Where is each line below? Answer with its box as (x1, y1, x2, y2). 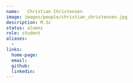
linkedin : (11, 68, 35, 74)
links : (6, 47, 22, 53)
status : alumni (6, 25, 44, 31)
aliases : (6, 36, 28, 41)
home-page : (11, 52, 38, 58)
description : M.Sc (6, 19, 51, 25)
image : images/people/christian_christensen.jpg (6, 14, 128, 20)
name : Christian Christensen (6, 8, 83, 15)
